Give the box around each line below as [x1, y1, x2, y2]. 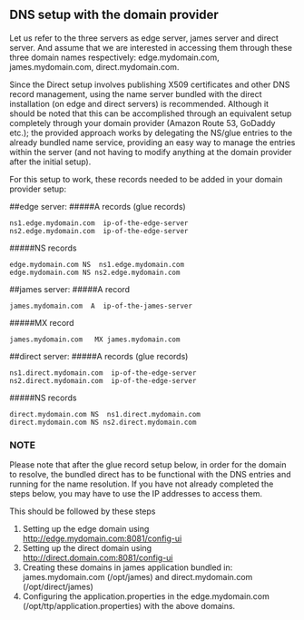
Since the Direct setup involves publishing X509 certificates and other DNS [9, 79, 290, 90]
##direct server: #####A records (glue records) [9, 350, 189, 361]
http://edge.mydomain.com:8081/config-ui [22, 533, 182, 544]
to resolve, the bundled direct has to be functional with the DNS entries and [9, 469, 291, 480]
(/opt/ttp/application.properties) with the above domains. [22, 601, 236, 612]
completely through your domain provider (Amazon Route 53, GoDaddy [9, 117, 276, 128]
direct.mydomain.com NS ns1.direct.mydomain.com [9, 409, 201, 418]
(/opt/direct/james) [22, 581, 93, 593]
